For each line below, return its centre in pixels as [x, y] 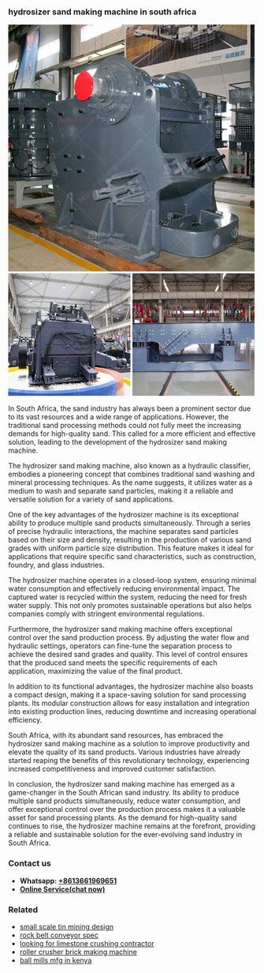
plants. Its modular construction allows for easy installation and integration [129, 703]
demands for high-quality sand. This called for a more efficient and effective [132, 434]
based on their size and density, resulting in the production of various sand [130, 540]
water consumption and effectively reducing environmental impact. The [124, 589]
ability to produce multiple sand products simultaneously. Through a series [129, 523]
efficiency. [25, 720]
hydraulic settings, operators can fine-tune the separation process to [120, 646]
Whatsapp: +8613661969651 [68, 881]
